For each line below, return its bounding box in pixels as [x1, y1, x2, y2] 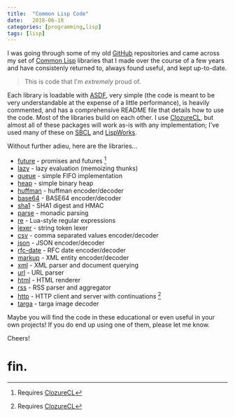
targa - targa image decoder [17, 299, 99, 308]
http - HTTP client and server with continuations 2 [17, 290, 162, 300]
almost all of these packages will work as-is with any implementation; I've [7, 121, 220, 130]
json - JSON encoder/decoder [17, 238, 105, 247]
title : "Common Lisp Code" [7, 10, 90, 18]
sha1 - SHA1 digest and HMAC [17, 201, 104, 210]
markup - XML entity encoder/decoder [17, 253, 129, 261]
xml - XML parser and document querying [17, 261, 138, 269]
